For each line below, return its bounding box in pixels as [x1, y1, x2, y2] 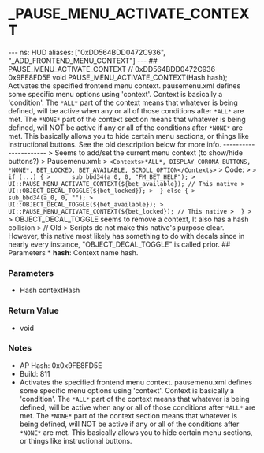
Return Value [8, 305, 59, 316]
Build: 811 [19, 369, 50, 378]
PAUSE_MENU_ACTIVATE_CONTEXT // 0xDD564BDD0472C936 [8, 64, 215, 73]
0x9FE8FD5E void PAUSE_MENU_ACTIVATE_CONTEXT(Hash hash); [8, 72, 228, 82]
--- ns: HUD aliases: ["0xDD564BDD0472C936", [8, 47, 165, 57]
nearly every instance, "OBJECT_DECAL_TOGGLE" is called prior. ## [8, 239, 231, 249]
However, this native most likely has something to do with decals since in [8, 231, 245, 240]
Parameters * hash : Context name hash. [8, 247, 139, 257]
